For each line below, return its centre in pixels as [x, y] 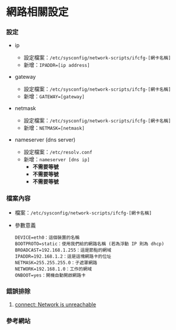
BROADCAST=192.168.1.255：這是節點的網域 [63, 250]
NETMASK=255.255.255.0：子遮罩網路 [56, 262]
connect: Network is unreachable [55, 305]
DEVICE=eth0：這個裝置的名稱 [47, 238]
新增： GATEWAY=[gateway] [54, 97]
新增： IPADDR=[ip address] [57, 65]
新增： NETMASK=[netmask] [54, 128]
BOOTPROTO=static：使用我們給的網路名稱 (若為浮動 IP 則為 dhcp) [89, 244]
